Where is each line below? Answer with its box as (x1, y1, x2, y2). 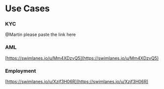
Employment (5, 67, 36, 74)
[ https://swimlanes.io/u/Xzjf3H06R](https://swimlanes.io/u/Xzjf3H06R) (5, 79, 149, 85)
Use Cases (5, 3, 50, 14)
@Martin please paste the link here (5, 31, 76, 37)
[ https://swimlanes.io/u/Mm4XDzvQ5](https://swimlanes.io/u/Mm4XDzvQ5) (5, 55, 159, 61)
